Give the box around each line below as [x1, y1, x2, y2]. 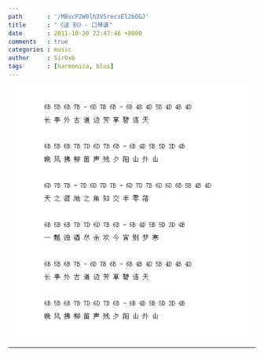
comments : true [8, 38, 68, 46]
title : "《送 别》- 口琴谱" [8, 20, 113, 29]
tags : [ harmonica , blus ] [8, 63, 114, 71]
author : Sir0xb [8, 54, 76, 62]
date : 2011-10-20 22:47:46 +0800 [8, 29, 143, 37]
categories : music [8, 46, 72, 54]
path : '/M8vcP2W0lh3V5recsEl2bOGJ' [8, 13, 149, 20]
